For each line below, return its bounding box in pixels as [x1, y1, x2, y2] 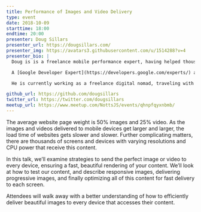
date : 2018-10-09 [6, 20, 50, 26]
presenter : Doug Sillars [6, 36, 68, 42]
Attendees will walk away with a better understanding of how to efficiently [6, 192, 188, 199]
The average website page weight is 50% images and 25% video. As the [6, 118, 185, 125]
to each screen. [6, 180, 45, 188]
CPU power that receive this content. [6, 144, 98, 151]
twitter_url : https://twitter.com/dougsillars [6, 97, 124, 103]
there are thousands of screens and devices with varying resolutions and [6, 137, 186, 145]
